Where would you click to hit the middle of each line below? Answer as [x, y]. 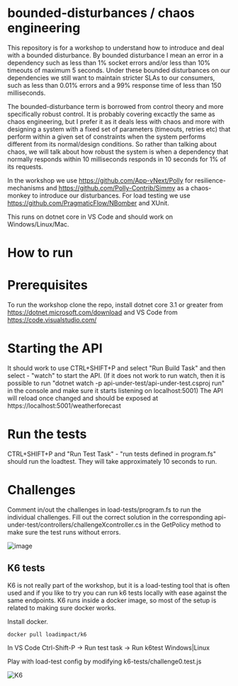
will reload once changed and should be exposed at [83, 398]
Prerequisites [48, 285]
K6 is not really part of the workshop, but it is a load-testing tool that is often [119, 585]
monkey [19, 195]
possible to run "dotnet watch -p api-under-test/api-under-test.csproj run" [116, 383]
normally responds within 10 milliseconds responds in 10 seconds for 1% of [117, 159]
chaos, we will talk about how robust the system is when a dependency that [118, 152]
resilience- [210, 180]
